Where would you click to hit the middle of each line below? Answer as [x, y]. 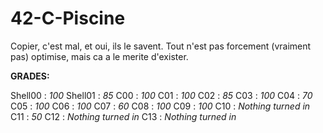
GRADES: [30, 76]
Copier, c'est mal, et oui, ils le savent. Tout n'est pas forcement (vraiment [161, 46]
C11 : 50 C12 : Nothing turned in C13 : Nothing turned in [123, 116]
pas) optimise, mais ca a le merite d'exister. [99, 56]
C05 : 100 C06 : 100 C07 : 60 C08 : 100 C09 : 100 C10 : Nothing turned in [160, 106]
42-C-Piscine [68, 18]
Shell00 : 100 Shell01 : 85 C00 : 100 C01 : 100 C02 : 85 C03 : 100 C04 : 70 [161, 95]
